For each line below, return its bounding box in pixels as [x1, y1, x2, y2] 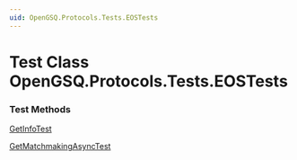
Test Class [9, 51, 90, 72]
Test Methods [9, 102, 72, 115]
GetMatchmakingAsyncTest [9, 141, 111, 152]
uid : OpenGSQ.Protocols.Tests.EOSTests [9, 13, 159, 22]
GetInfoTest [9, 123, 52, 135]
